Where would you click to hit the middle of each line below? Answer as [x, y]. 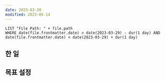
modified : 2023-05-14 [28, 15]
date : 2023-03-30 [23, 10]
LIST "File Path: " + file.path [39, 28]
